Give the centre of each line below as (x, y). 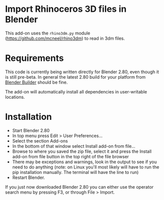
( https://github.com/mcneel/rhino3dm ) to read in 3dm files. (65, 38)
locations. (15, 97)
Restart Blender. (29, 177)
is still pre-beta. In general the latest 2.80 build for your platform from (76, 77)
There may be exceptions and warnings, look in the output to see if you (84, 162)
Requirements (34, 58)
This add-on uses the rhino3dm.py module (48, 33)
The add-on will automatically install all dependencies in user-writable (76, 91)
